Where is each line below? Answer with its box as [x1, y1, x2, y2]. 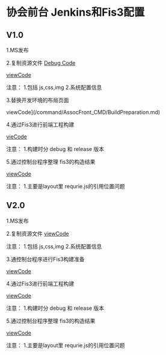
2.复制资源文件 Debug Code [6, 60, 76, 66]
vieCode [6, 133, 27, 140]
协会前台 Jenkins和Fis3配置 [6, 5, 145, 19]
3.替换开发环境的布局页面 [6, 97, 69, 103]
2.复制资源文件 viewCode [6, 230, 69, 237]
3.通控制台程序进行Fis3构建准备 [6, 255, 85, 262]
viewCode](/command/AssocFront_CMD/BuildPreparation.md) [6, 109, 161, 116]
